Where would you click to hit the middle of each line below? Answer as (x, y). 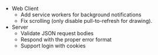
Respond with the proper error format (66, 39)
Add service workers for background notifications (81, 15)
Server (20, 27)
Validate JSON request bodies (57, 33)
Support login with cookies (53, 46)
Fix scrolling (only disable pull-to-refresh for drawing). (86, 21)
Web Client (25, 8)
